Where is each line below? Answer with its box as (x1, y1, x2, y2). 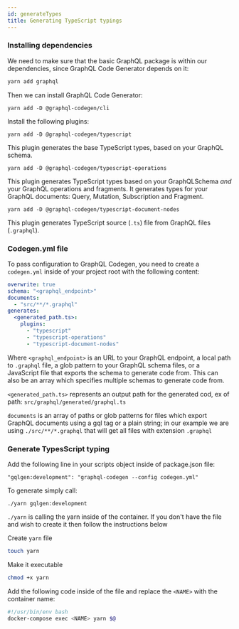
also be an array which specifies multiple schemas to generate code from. (7, 376, 225, 385)
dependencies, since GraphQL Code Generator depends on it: (7, 64, 189, 72)
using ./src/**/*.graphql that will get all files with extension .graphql (7, 426, 212, 434)
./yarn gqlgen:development (7, 500, 87, 507)
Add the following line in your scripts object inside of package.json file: (7, 460, 216, 469)
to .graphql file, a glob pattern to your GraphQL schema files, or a (7, 360, 201, 370)
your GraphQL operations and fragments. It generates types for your (7, 184, 208, 193)
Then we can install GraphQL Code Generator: (7, 90, 144, 100)
